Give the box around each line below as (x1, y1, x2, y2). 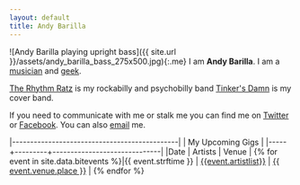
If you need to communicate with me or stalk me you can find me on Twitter (9, 110, 289, 120)
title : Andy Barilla (9, 22, 87, 31)
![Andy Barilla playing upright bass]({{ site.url (9, 46, 177, 57)
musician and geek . (9, 65, 83, 76)
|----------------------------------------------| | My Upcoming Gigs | (9, 137, 264, 147)
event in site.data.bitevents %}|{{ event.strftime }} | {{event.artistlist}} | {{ (9, 155, 280, 166)
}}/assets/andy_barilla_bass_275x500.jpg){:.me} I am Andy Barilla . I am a (9, 56, 280, 66)
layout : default (9, 13, 70, 22)
